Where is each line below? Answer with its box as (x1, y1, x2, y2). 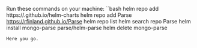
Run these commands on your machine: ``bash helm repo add (6, 5, 159, 12)
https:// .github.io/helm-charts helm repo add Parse (6, 11, 132, 19)
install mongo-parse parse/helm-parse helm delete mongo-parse (6, 24, 168, 31)
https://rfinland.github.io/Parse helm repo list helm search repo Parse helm (6, 18, 191, 25)
